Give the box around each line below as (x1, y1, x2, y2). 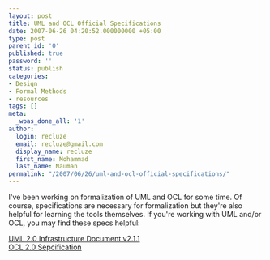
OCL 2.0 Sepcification (8, 242, 83, 252)
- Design (8, 79, 38, 87)
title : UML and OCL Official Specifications (8, 19, 161, 28)
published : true (8, 49, 63, 58)
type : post (8, 34, 45, 43)
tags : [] (8, 102, 38, 110)
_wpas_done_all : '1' (15, 117, 85, 126)
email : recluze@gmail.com (15, 139, 104, 148)
